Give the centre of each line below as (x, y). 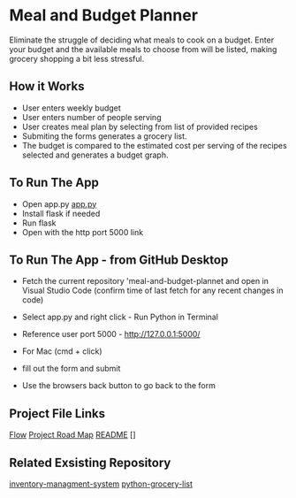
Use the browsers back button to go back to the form (119, 386)
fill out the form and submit (71, 369)
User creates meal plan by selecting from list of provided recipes (140, 126)
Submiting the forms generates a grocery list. (104, 136)
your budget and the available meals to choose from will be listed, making (143, 49)
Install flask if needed (61, 213)
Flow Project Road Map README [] (72, 435)
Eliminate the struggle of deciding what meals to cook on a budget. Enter (142, 40)
